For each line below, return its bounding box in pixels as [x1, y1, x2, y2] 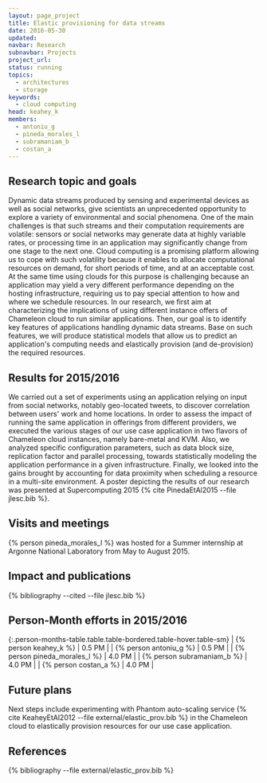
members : [8, 115, 37, 123]
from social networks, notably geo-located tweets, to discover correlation [8, 401, 250, 410]
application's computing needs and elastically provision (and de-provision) [8, 339, 253, 349]
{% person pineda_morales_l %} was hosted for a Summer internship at [8, 538, 244, 547]
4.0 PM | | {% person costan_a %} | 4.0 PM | [8, 660, 154, 670]
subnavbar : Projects [8, 49, 77, 57]
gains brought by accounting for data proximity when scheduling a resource [8, 468, 257, 478]
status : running [8, 64, 62, 72]
